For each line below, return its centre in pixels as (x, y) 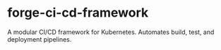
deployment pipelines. (40, 39)
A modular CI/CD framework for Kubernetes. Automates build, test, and (111, 32)
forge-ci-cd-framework (78, 13)
